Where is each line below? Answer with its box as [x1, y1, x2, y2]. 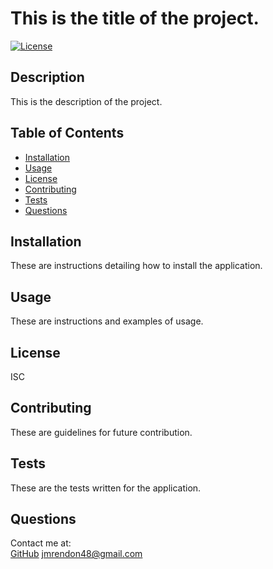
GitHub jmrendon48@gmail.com [10, 548, 143, 560]
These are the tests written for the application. [10, 482, 202, 494]
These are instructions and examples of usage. [10, 315, 204, 327]
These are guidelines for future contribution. [10, 426, 193, 438]
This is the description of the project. [10, 95, 163, 107]
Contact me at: [10, 537, 72, 549]
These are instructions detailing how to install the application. [10, 260, 263, 272]
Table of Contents [10, 125, 125, 142]
